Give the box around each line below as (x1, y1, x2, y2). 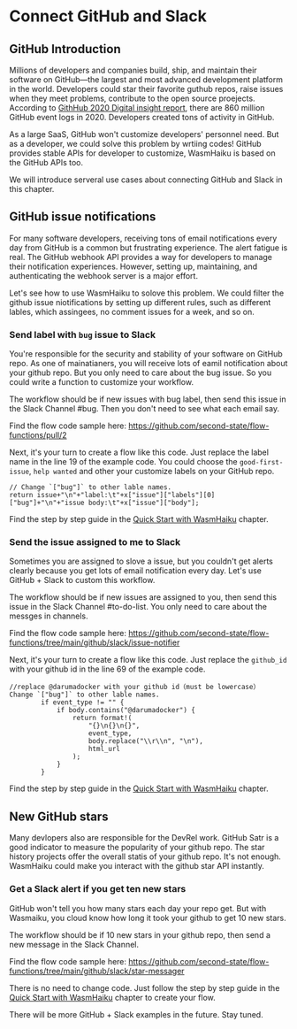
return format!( (72, 714, 133, 723)
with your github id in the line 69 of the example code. (9, 664, 206, 674)
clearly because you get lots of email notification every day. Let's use (9, 565, 263, 576)
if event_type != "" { (41, 698, 125, 707)
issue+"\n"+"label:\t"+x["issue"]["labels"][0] (36, 491, 216, 500)
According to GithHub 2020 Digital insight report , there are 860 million (9, 103, 265, 112)
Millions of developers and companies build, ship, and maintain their (9, 65, 258, 75)
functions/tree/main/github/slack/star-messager (9, 965, 185, 976)
